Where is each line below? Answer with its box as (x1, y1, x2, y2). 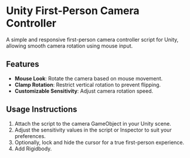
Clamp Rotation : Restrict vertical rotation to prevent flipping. (14, 81, 161, 88)
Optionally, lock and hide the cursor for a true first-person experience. (14, 139, 185, 146)
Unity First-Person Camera (6, 4, 140, 18)
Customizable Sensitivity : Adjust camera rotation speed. (14, 87, 154, 95)
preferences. (14, 132, 46, 139)
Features (6, 59, 39, 69)
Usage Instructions (6, 105, 77, 115)
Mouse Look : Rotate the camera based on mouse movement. (14, 75, 163, 82)
